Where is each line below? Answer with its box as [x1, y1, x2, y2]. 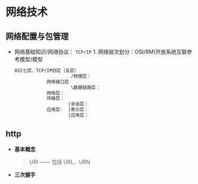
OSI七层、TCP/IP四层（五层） [14, 68, 79, 74]
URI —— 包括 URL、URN [29, 158, 90, 165]
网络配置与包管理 [5, 31, 69, 41]
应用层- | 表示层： [46, 107, 89, 113]
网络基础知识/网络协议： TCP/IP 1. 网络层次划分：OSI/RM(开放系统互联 [14, 49, 187, 55]
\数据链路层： [71, 85, 100, 91]
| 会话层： [68, 101, 89, 107]
